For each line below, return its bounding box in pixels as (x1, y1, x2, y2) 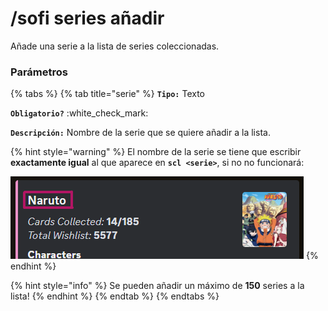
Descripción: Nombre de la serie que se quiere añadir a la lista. (10, 127, 271, 139)
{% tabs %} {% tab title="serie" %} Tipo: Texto (10, 88, 205, 100)
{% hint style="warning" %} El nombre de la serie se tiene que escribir (10, 146, 302, 158)
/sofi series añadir (10, 7, 165, 30)
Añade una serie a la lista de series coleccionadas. (10, 40, 220, 52)
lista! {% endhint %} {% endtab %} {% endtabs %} (10, 290, 220, 302)
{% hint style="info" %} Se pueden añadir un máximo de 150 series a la (10, 280, 305, 292)
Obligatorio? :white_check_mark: (10, 107, 149, 119)
